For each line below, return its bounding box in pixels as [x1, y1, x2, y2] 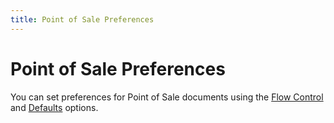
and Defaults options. [10, 101, 99, 113]
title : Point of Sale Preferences [10, 14, 155, 25]
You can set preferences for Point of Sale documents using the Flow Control [10, 91, 324, 103]
